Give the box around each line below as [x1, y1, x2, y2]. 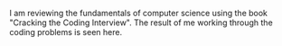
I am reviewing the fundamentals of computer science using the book [9, 8, 268, 18]
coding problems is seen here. [9, 27, 123, 37]
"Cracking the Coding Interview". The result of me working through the [9, 17, 273, 28]
